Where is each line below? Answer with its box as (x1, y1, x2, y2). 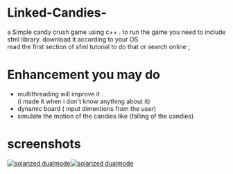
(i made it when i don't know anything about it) (17, 97, 150, 105)
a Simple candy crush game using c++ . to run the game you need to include (7, 28, 226, 36)
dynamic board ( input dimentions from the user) (17, 104, 157, 112)
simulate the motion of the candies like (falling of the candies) (17, 112, 194, 120)
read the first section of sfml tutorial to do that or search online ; (7, 42, 191, 51)
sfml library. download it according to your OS (7, 35, 139, 43)
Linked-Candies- (7, 5, 107, 21)
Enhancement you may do (7, 67, 161, 82)
